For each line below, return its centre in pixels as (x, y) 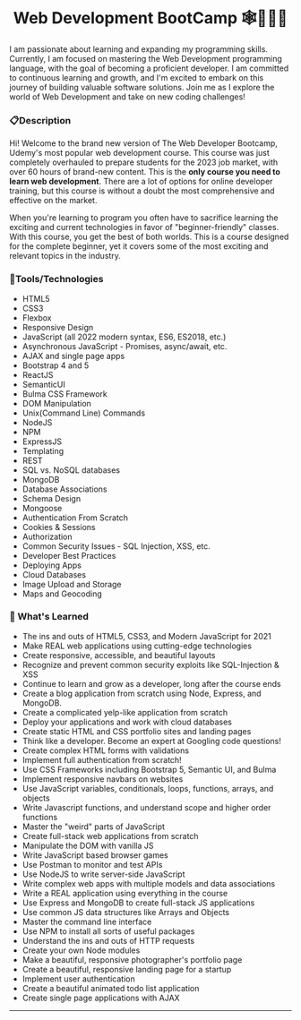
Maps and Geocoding (62, 594)
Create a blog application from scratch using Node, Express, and (142, 693)
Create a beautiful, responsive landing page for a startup (127, 969)
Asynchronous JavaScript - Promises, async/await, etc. (125, 346)
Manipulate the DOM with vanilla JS (88, 845)
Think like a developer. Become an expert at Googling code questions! (152, 741)
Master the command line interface (87, 921)
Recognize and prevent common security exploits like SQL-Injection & (150, 664)
